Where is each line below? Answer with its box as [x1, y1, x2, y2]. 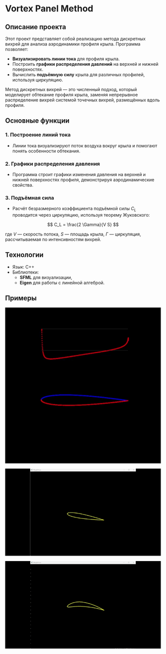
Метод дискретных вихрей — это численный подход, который [5, 87, 137, 92]
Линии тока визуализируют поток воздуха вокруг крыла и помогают [12, 142, 158, 148]
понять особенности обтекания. [12, 148, 81, 154]
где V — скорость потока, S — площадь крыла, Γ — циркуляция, [5, 231, 141, 237]
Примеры [5, 294, 37, 302]
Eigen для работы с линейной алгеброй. [19, 280, 105, 285]
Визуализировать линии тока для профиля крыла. [12, 56, 120, 62]
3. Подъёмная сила [5, 194, 54, 201]
